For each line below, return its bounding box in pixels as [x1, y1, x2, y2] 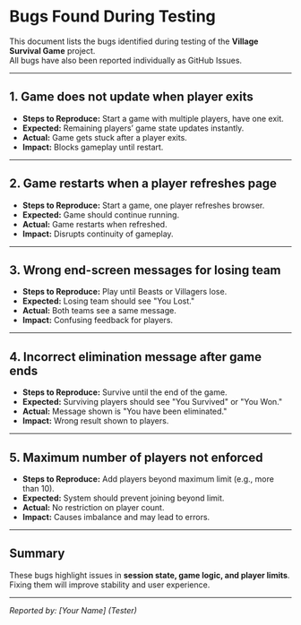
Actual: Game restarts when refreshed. [21, 218, 168, 229]
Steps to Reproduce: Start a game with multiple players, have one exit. [21, 113, 284, 124]
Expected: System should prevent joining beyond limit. [21, 492, 225, 503]
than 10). [21, 484, 56, 493]
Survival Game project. [9, 45, 96, 56]
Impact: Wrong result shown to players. [21, 415, 169, 426]
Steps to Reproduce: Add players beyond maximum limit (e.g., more [21, 474, 275, 484]
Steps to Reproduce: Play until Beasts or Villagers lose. [21, 287, 228, 297]
